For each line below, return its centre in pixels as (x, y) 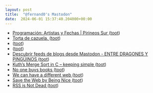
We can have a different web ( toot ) (48, 75)
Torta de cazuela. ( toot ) (37, 38)
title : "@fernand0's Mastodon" (38, 14)
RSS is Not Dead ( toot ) (35, 86)
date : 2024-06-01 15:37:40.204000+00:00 (49, 19)
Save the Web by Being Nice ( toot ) (48, 80)
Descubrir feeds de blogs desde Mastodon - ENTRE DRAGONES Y (80, 54)
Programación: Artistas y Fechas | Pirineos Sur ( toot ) (66, 33)
